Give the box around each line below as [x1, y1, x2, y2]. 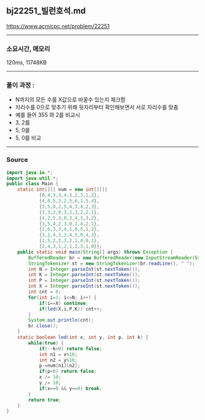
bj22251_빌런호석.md [6, 6, 86, 17]
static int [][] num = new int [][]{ [17, 186, 108, 193]
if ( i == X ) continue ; [38, 300, 88, 306]
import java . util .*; [6, 175, 59, 182]
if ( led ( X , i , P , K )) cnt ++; [38, 306, 103, 312]
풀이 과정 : [6, 81, 35, 90]
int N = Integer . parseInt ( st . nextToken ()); [28, 266, 140, 272]
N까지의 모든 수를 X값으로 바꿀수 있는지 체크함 [15, 96, 126, 103]
